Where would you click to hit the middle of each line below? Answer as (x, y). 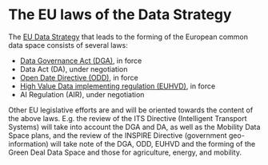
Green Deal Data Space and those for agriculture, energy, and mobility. (125, 152)
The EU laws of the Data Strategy (120, 15)
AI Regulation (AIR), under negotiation (82, 94)
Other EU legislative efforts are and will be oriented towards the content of (131, 110)
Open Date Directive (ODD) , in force (79, 77)
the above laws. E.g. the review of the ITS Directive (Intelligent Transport (128, 118)
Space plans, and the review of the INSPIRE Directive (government (118, 135)
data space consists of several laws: (68, 45)
